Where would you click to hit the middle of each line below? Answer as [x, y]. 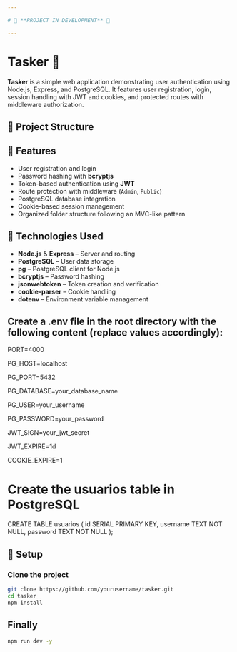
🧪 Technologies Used [55, 236]
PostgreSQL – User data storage [66, 261]
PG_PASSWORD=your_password [56, 419]
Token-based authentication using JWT [76, 184]
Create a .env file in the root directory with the [112, 321]
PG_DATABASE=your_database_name [63, 391]
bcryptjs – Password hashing [61, 276]
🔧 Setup [25, 554]
